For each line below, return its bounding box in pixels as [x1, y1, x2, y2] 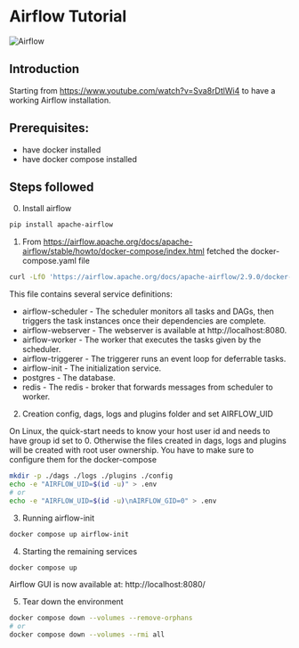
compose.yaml [21, 256, 77, 267]
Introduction [9, 62, 80, 77]
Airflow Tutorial [9, 6, 127, 27]
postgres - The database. [21, 373, 116, 383]
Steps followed [9, 179, 94, 194]
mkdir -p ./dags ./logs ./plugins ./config [9, 472, 174, 480]
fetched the [206, 246, 249, 257]
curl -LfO [9, 273, 46, 282]
